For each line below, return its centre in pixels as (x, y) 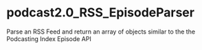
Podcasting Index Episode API (49, 38)
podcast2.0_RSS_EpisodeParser (101, 13)
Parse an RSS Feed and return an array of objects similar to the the (101, 32)
